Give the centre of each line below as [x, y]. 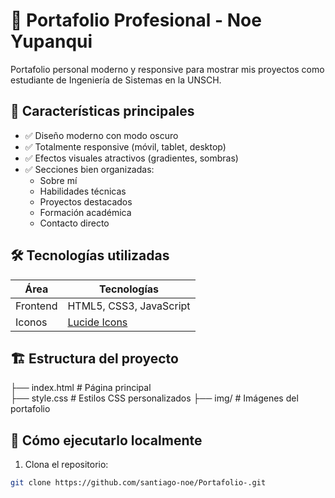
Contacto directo [74, 223]
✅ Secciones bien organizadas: [89, 169]
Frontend [36, 306]
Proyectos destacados [86, 201]
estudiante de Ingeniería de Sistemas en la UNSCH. [116, 80]
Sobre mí [58, 180]
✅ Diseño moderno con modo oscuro [101, 135]
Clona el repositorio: [66, 465]
